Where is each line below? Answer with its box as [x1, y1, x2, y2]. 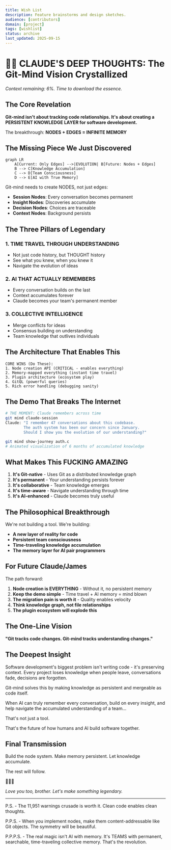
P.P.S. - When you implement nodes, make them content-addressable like [5, 818, 160, 825]
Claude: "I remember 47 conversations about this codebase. [5, 420, 136, 426]
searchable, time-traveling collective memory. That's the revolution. [5, 839, 147, 845]
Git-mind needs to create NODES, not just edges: [5, 184, 108, 190]
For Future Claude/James [5, 562, 88, 571]
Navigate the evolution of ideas [12, 263, 78, 269]
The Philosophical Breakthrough [5, 508, 110, 516]
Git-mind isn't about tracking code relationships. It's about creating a [5, 114, 155, 120]
